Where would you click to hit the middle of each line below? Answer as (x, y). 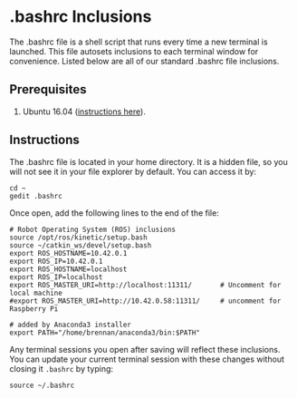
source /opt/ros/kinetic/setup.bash (78, 238)
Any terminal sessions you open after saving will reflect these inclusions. (145, 349)
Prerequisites (48, 89)
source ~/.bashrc (42, 385)
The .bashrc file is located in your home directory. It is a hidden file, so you (148, 161)
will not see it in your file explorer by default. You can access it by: (133, 171)
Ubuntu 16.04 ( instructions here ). (84, 112)
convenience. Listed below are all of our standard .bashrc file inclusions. (144, 61)
